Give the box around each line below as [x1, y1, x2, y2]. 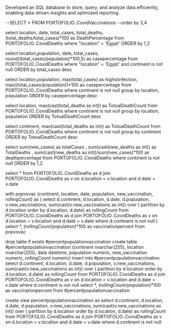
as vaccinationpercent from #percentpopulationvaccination [5, 288, 130, 293]
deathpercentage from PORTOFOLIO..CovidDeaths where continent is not [5, 155, 160, 161]
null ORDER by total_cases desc [5, 66, 72, 72]
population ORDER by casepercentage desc [5, 93, 97, 98]
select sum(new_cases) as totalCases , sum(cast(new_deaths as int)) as [5, 144, 157, 150]
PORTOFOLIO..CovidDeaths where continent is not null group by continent [5, 129, 161, 135]
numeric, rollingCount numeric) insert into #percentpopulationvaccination [5, 255, 160, 261]
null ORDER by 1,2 [5, 160, 43, 166]
